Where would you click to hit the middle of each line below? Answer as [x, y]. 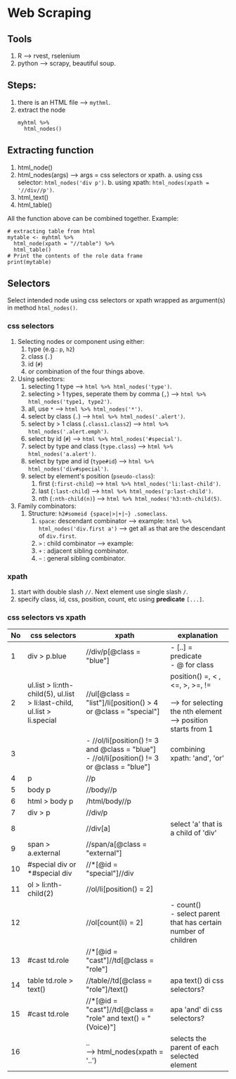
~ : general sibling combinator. [82, 558]
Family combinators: [47, 506]
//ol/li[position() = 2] [119, 889]
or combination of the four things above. [86, 371]
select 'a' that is [196, 824]
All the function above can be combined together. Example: [93, 218]
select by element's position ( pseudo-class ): [92, 475]
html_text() [33, 197]
